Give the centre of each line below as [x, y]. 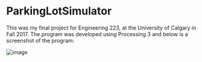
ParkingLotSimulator [59, 11]
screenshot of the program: [40, 40]
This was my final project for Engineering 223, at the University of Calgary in [101, 28]
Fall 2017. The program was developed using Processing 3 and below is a [97, 34]
